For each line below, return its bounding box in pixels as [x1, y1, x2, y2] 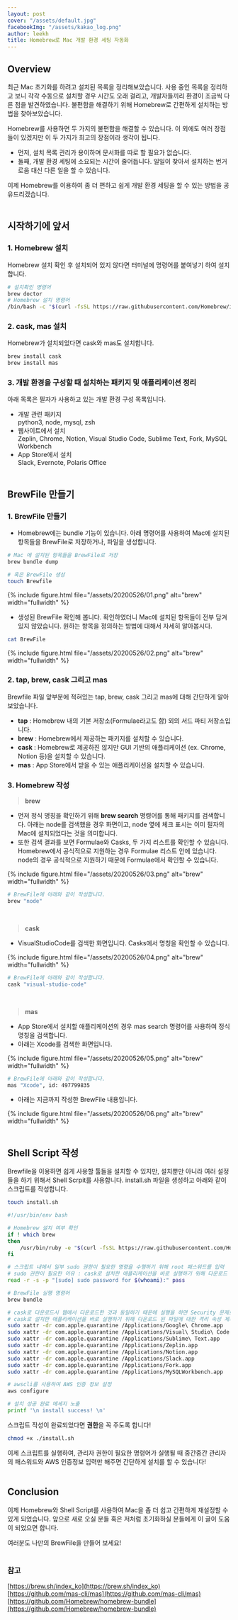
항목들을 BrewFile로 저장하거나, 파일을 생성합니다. [17, 538, 157, 546]
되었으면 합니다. [14, 1523, 59, 1531]
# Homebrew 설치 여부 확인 [7, 1224, 78, 1232]
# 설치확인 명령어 [7, 283, 52, 291]
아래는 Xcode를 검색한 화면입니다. [17, 1040, 113, 1048]
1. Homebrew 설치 [7, 243, 69, 253]
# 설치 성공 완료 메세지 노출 [7, 1400, 80, 1407]
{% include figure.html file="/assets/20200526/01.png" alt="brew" [7, 590, 203, 599]
